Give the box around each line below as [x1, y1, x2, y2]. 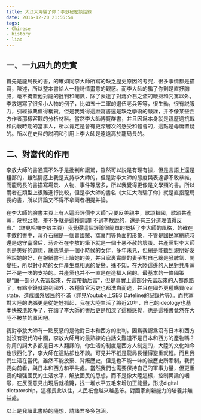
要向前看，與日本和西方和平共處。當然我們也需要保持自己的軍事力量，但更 [6, 364, 190, 371]
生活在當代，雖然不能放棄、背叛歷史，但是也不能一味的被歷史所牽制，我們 [11, 356, 195, 364]
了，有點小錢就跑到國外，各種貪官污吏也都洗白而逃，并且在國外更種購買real [6, 284, 194, 291]
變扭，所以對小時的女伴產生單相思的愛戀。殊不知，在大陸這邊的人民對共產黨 [6, 262, 195, 269]
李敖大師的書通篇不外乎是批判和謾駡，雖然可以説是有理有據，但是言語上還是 [6, 166, 195, 173]
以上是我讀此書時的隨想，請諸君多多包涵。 [6, 407, 111, 414]
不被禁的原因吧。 [11, 314, 54, 321]
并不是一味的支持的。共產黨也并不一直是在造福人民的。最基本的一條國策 [6, 269, 184, 276]
